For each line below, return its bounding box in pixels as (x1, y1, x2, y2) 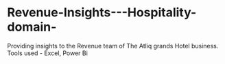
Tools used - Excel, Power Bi (7, 49, 88, 57)
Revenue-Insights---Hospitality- (7, 5, 197, 20)
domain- (7, 19, 57, 35)
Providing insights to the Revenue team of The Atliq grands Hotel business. (7, 42, 219, 50)
